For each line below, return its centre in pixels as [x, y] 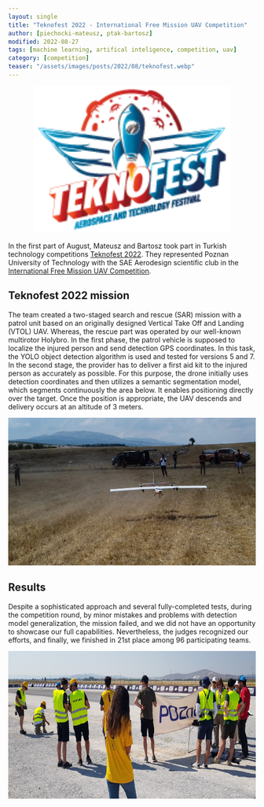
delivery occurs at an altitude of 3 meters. [76, 406]
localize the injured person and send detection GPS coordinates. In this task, [132, 348]
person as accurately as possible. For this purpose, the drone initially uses [128, 373]
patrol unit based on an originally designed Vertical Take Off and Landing [126, 323]
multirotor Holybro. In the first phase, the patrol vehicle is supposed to [122, 339]
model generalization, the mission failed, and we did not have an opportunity [132, 623]
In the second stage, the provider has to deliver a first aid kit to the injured [128, 365]
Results [27, 588]
